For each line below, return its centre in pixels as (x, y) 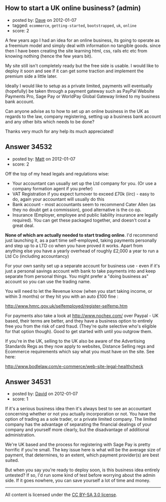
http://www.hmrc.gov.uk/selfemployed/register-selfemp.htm (66, 306)
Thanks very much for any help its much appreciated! (60, 131)
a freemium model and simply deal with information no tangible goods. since (83, 45)
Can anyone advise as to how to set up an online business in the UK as (77, 111)
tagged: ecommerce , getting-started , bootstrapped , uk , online (74, 25)
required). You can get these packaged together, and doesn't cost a (81, 220)
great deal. (23, 225)
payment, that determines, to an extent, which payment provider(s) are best (82, 455)
